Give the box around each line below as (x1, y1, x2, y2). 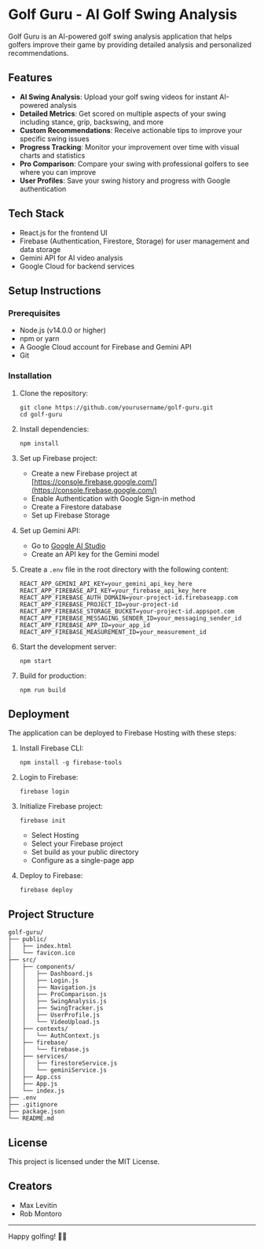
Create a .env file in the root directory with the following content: (19, 565, 229, 574)
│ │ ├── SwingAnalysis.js (8, 998, 108, 1006)
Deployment (8, 707, 70, 721)
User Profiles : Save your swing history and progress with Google (19, 176, 230, 185)
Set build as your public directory (31, 847, 139, 857)
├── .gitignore (8, 1101, 58, 1109)
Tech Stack (8, 207, 64, 221)
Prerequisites (8, 307, 60, 318)
